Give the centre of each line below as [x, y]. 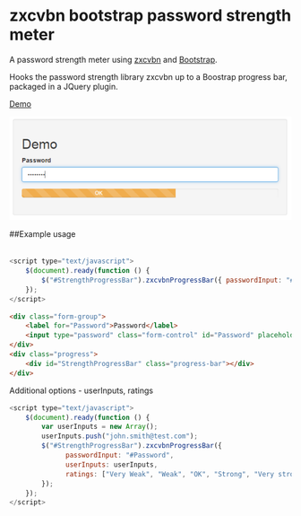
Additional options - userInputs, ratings [82, 390]
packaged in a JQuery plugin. [64, 86]
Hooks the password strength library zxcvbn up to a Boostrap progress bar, [149, 76]
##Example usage [43, 234]
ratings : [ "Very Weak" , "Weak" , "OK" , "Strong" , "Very [170, 474]
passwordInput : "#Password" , [120, 455]
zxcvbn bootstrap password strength [150, 16]
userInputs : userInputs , [112, 464]
